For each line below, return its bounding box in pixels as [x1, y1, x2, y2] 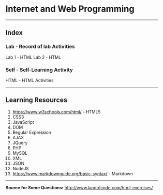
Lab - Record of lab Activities [5, 43, 75, 50]
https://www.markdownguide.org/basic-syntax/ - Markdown [12, 171, 133, 177]
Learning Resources [5, 96, 67, 104]
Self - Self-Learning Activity [5, 66, 73, 73]
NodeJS [12, 165, 29, 171]
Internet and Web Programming [5, 3, 134, 15]
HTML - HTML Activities [5, 77, 54, 83]
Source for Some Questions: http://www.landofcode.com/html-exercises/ [5, 184, 153, 190]
